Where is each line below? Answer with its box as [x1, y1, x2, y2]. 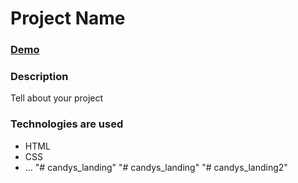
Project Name [10, 7, 126, 30]
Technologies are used [10, 117, 124, 131]
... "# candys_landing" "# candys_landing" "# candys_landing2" [24, 161, 288, 173]
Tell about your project [10, 92, 104, 104]
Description [10, 70, 69, 84]
